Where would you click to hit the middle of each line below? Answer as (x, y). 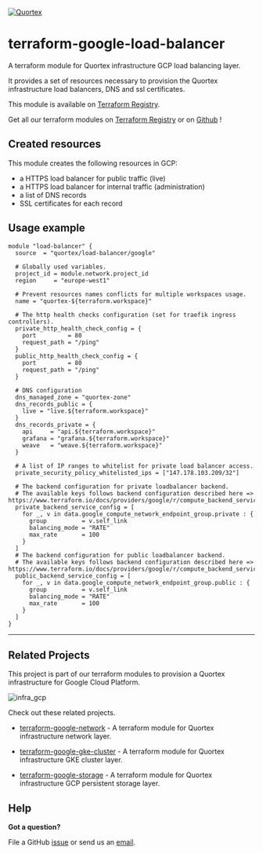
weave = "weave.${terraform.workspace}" (92, 445)
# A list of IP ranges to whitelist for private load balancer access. (135, 466)
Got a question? (34, 827)
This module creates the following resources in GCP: (93, 163)
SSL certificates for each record (71, 203)
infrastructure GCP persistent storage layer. (90, 783)
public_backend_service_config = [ (73, 576)
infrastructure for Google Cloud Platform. (74, 682)
